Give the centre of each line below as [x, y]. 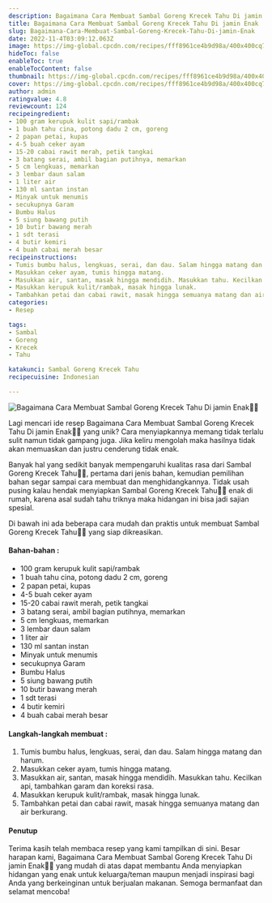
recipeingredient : [39, 114]
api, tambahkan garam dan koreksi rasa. [87, 786]
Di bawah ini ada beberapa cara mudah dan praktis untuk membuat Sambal [134, 523]
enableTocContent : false [50, 69]
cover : [19, 84]
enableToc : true [36, 62]
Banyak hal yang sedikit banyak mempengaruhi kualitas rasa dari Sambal [130, 464]
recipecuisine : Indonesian [54, 377]
